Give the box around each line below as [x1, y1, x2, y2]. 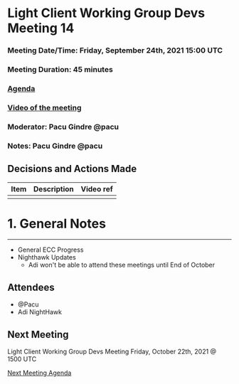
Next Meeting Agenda [7, 368, 72, 378]
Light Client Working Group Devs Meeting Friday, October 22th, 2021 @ [7, 347, 217, 356]
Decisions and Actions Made [7, 163, 137, 175]
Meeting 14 [7, 20, 75, 36]
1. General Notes [7, 215, 107, 232]
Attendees [7, 281, 55, 293]
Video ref [80, 183, 114, 193]
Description [33, 183, 74, 193]
